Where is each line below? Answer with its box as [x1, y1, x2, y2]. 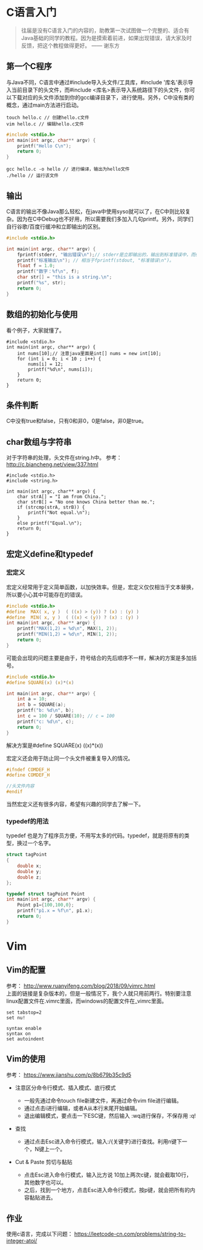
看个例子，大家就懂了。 [6, 327, 65, 334]
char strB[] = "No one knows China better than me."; [17, 499, 155, 505]
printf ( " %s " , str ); [17, 280, 66, 286]
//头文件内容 [6, 783, 34, 790]
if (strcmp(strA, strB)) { [17, 504, 85, 511]
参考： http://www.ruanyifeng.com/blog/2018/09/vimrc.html [6, 982, 156, 989]
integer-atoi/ [6, 1237, 37, 1245]
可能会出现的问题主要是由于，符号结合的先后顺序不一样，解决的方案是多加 [6, 654, 192, 661]
